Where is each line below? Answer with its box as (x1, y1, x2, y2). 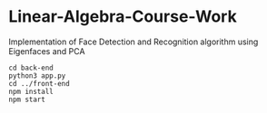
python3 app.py (8, 71, 66, 80)
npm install (8, 87, 54, 96)
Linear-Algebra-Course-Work (8, 6, 237, 27)
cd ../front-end (8, 79, 70, 88)
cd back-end (8, 63, 54, 72)
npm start (8, 95, 46, 104)
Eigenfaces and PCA (8, 45, 85, 56)
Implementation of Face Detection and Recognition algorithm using (8, 36, 259, 47)
